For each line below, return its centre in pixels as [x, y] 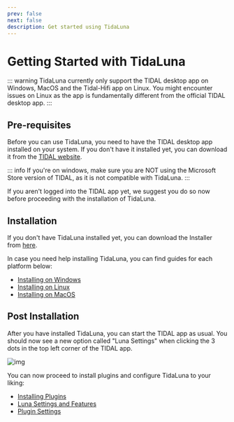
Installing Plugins [42, 396]
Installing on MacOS [46, 294]
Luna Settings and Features [57, 404]
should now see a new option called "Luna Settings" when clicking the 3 [111, 341]
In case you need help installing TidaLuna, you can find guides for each [110, 258]
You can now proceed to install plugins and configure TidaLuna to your [109, 375]
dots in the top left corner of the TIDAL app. [70, 348]
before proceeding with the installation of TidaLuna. [82, 199]
